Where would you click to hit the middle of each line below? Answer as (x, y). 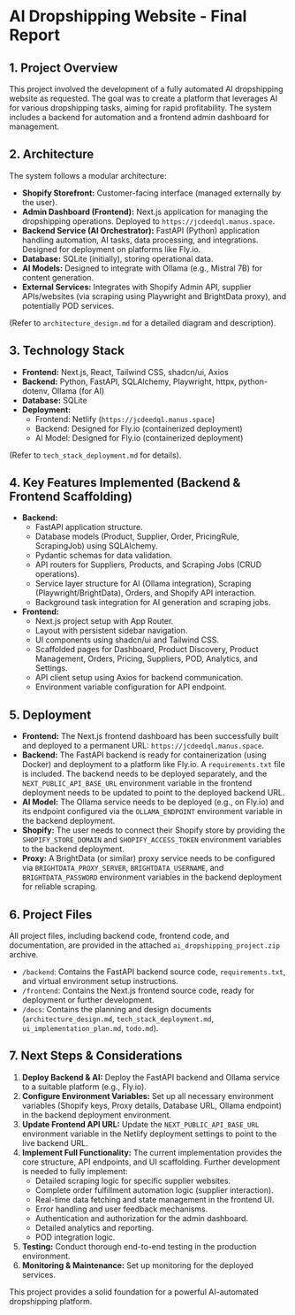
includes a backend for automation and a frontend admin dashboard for (139, 117)
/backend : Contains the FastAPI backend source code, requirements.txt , (154, 972)
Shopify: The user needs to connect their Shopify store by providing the (153, 830)
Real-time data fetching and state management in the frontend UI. (155, 1199)
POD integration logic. (75, 1237)
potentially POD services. (68, 305)
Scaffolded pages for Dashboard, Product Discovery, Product (147, 650)
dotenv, (36, 390)
